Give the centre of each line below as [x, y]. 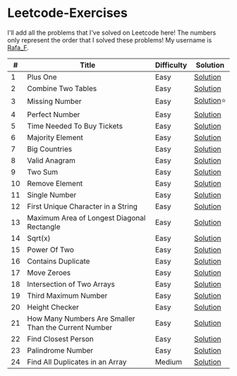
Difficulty [171, 65]
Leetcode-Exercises [68, 13]
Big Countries [50, 148]
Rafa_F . [18, 47]
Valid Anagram [51, 160]
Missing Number [55, 102]
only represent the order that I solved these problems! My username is [110, 40]
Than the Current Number [70, 327]
